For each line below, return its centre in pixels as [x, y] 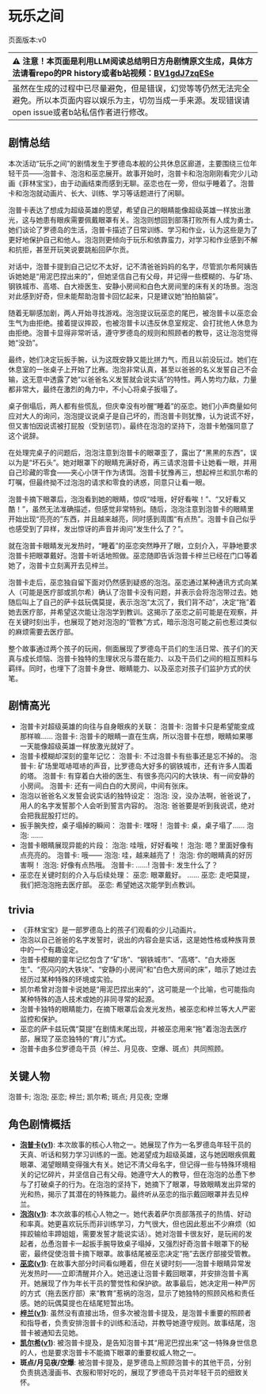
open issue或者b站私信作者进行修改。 [82, 112]
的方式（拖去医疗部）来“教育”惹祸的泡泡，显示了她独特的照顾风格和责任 [137, 1293]
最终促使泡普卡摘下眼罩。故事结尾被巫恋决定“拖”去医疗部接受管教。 [144, 1253]
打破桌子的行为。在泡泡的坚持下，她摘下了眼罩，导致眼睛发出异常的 [144, 1184]
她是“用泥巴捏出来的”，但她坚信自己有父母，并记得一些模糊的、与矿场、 [139, 276]
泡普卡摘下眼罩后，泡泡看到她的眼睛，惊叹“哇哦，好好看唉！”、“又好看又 [127, 499]
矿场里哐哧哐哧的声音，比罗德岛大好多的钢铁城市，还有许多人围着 [145, 766]
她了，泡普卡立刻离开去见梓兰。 [60, 565]
